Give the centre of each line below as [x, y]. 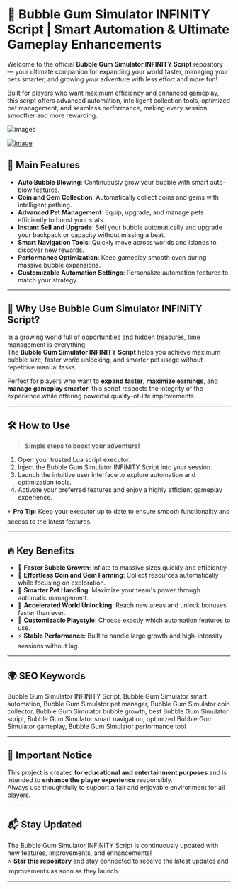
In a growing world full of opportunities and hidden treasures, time [104, 337]
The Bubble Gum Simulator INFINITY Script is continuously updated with [113, 845]
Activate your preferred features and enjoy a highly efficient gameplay [120, 490]
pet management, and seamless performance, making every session [107, 108]
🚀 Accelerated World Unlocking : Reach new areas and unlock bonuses [122, 605]
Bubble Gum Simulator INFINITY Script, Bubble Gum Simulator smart [107, 696]
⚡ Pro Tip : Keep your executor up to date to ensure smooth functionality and [119, 512]
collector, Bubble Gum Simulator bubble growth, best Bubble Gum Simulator [118, 711]
